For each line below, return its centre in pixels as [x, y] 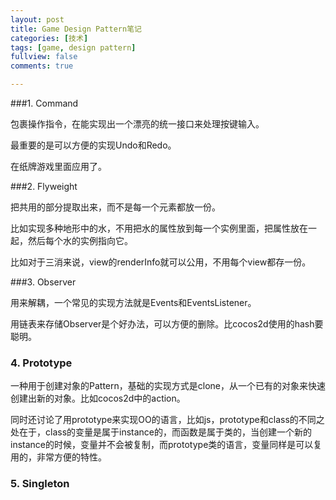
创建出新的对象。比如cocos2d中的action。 [98, 398]
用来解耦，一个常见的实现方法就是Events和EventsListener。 [133, 302]
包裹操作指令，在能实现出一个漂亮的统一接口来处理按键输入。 [137, 124]
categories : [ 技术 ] [49, 38]
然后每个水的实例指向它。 [80, 240]
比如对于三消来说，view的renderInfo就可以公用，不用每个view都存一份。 [161, 262]
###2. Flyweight [44, 186]
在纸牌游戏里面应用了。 [58, 166]
